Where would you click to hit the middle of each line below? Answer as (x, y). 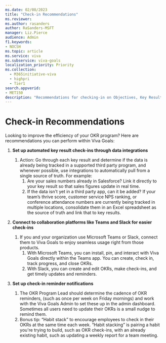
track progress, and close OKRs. (60, 264)
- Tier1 (18, 83)
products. (29, 248)
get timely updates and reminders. (62, 274)
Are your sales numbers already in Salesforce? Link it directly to (92, 181)
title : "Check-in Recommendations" (42, 14)
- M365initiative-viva (33, 74)
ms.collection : (21, 70)
